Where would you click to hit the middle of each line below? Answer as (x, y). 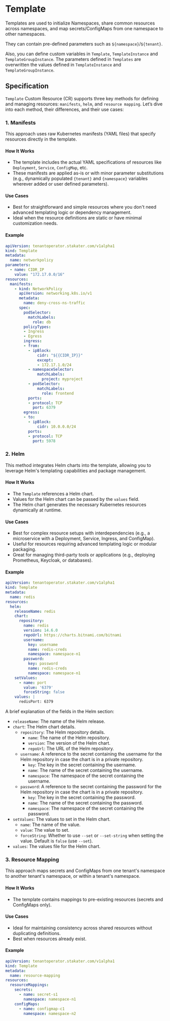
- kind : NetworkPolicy (38, 289)
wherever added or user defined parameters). (61, 184)
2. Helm (15, 454)
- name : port (33, 683)
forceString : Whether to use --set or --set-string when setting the (92, 836)
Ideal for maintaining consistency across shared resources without (82, 928)
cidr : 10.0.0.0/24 (57, 427)
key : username (43, 645)
